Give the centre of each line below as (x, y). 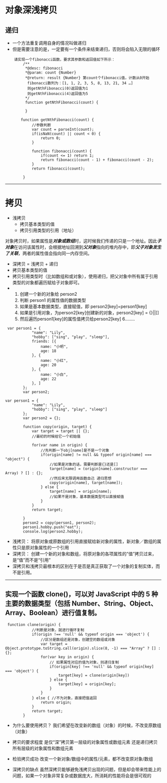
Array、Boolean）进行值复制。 (53, 613)
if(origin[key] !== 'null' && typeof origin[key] (102, 667)
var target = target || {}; (61, 431)
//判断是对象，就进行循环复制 (58, 630)
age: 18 (48, 351)
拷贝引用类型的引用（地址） (48, 230)
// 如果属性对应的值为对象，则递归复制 (84, 662)
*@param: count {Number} (51, 73)
